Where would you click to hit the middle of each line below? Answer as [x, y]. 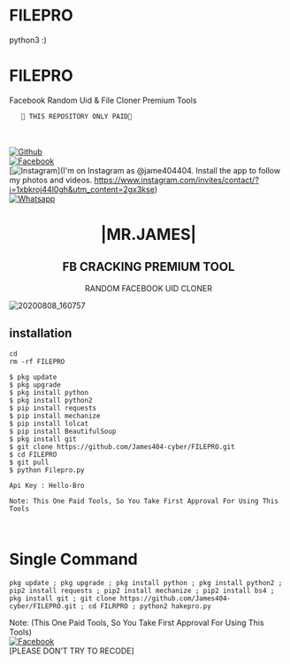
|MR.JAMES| [149, 235]
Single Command [74, 559]
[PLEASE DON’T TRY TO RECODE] [72, 651]
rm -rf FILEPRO [37, 361]
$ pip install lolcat [49, 423]
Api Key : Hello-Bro [47, 485]
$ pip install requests [53, 408]
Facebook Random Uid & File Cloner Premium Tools [103, 100]
